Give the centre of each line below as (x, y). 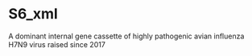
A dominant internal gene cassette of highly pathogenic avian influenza (126, 36)
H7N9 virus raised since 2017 (57, 44)
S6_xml (33, 14)
